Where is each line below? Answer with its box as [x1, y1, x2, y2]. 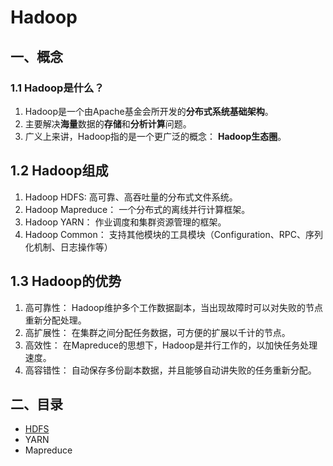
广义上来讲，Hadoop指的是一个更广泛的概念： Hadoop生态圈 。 [24, 130, 287, 142]
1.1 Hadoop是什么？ [10, 81, 105, 95]
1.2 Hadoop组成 [10, 162, 109, 180]
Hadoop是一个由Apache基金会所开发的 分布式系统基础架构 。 [24, 105, 274, 117]
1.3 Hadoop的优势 [10, 273, 122, 290]
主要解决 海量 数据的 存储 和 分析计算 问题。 [24, 117, 192, 130]
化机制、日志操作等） [24, 241, 113, 253]
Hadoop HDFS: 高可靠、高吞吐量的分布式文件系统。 [24, 191, 238, 203]
